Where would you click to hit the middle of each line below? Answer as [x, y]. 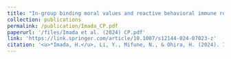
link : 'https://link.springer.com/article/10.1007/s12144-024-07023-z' [112, 39]
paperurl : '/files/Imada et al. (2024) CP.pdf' [77, 32]
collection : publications [44, 20]
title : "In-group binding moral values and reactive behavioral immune [112, 13]
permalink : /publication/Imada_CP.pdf [63, 26]
